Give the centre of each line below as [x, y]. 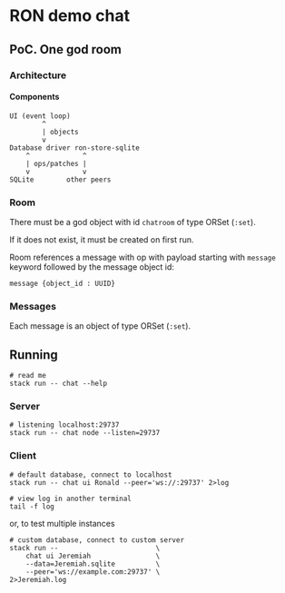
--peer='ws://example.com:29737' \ [93, 572]
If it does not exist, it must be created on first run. [102, 240]
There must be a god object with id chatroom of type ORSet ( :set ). [133, 222]
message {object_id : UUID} [63, 283]
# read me [28, 376]
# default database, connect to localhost [91, 474]
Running [34, 355]
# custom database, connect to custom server [97, 540]
